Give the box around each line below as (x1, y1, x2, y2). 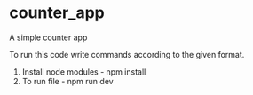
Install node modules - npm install (21, 66, 146, 77)
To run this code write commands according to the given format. (9, 49, 245, 59)
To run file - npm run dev (21, 75, 114, 86)
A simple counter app (9, 32, 88, 43)
